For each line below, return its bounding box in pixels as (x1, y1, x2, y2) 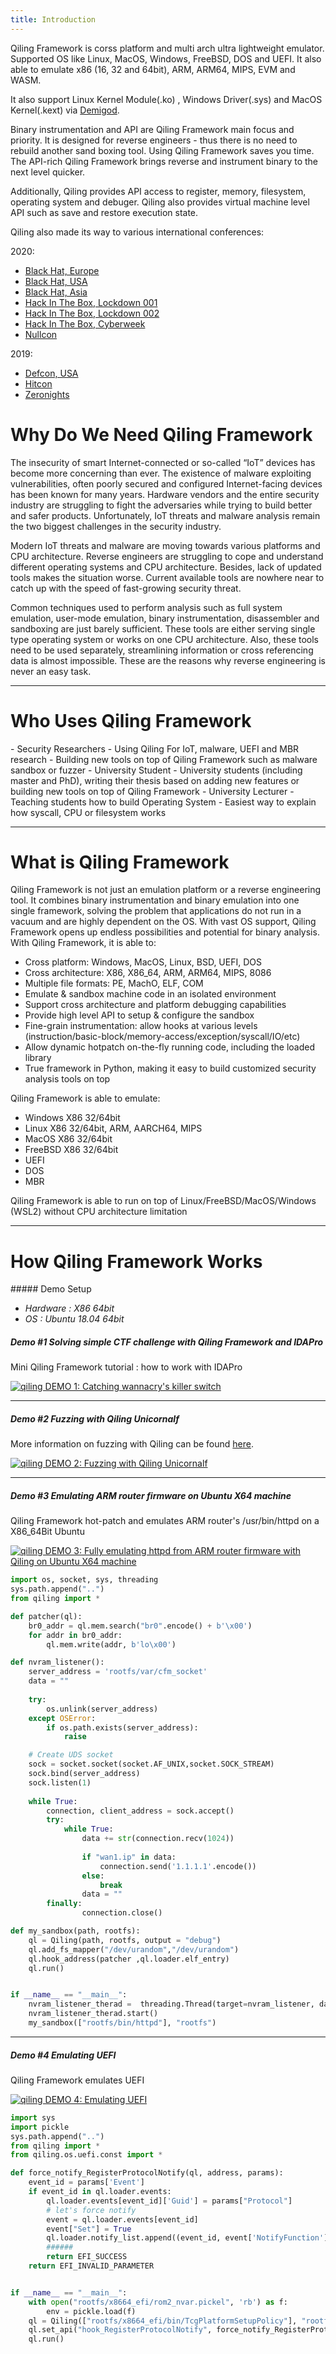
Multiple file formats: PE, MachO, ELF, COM (24, 977, 204, 990)
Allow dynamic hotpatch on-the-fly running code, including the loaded (24, 1041, 316, 1053)
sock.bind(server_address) (28, 1769, 141, 1779)
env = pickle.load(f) (46, 2306, 137, 2316)
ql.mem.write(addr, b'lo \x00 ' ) (46, 1639, 177, 1650)
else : (81, 1871, 105, 1881)
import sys (10, 2112, 56, 2123)
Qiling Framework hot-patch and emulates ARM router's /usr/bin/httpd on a (10, 1515, 320, 1527)
